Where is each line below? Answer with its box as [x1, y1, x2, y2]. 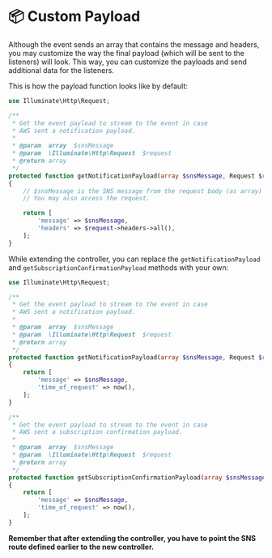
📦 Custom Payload [8, 7, 141, 26]
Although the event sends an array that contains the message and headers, [8, 39, 260, 49]
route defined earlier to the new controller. [8, 542, 155, 552]
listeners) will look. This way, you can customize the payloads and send [8, 57, 247, 67]
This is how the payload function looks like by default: [8, 81, 189, 91]
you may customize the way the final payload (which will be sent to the [8, 48, 244, 58]
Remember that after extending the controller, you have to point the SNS [8, 533, 257, 543]
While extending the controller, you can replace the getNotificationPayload [8, 254, 261, 264]
